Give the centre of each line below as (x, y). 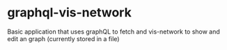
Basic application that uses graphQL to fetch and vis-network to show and (114, 32)
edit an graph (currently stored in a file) (63, 38)
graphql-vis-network (70, 13)
